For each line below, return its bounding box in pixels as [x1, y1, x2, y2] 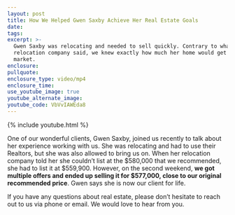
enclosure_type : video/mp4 [7, 75, 86, 83]
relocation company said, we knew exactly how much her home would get [13, 50, 227, 57]
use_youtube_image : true [7, 88, 80, 95]
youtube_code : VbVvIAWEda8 [7, 102, 86, 109]
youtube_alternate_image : [7, 95, 83, 102]
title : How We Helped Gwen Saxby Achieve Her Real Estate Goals [7, 17, 199, 24]
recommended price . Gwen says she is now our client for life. [7, 179, 186, 187]
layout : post [7, 10, 45, 18]
